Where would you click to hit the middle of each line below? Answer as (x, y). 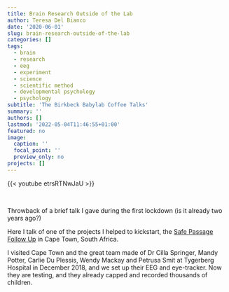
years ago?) (25, 218)
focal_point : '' (37, 151)
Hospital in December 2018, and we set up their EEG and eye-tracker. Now (114, 267)
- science (28, 79)
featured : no (26, 131)
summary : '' (25, 111)
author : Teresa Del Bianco (47, 20)
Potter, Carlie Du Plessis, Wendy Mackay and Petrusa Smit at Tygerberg (111, 260)
